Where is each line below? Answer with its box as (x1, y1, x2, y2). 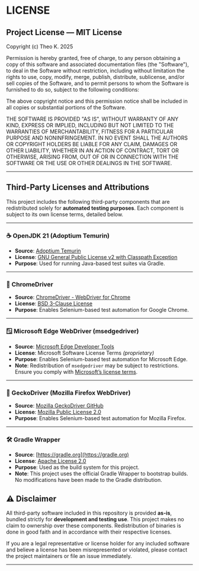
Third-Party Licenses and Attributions (6, 182, 150, 193)
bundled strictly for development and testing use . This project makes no (6, 516, 185, 523)
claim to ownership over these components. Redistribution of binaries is (6, 522, 182, 529)
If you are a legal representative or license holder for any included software (6, 540, 190, 547)
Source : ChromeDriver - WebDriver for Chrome (14, 294, 131, 301)
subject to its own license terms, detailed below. (6, 210, 123, 217)
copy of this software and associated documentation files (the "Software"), (6, 61, 190, 68)
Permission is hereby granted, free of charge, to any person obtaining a (6, 55, 181, 61)
